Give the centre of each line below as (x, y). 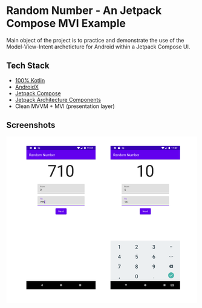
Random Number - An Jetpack (84, 11)
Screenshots (31, 125)
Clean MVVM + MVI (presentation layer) (65, 106)
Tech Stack (28, 66)
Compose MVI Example (66, 23)
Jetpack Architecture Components (58, 99)
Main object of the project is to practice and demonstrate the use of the (95, 40)
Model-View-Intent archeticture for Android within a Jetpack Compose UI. (98, 47)
